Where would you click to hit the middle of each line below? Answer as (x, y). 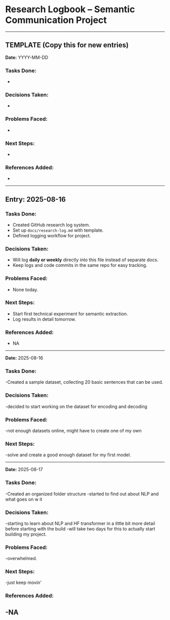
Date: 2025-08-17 (24, 470)
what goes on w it (24, 499)
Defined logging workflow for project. (52, 235)
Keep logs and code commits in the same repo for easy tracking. (80, 265)
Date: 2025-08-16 (24, 358)
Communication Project (56, 20)
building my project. (26, 534)
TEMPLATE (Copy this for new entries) (67, 45)
